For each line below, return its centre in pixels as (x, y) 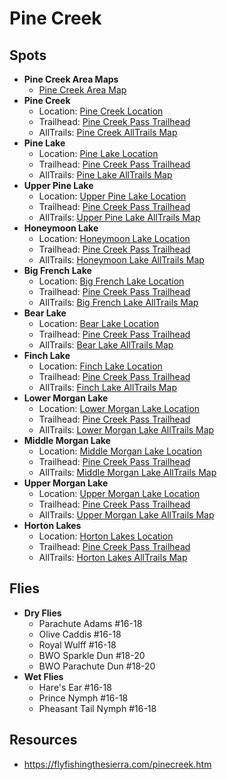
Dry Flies (42, 613)
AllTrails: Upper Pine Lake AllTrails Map (119, 217)
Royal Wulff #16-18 (77, 644)
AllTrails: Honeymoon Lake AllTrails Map (121, 260)
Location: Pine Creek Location (101, 111)
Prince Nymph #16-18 (83, 698)
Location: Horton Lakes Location (106, 536)
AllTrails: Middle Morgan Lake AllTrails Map (127, 472)
